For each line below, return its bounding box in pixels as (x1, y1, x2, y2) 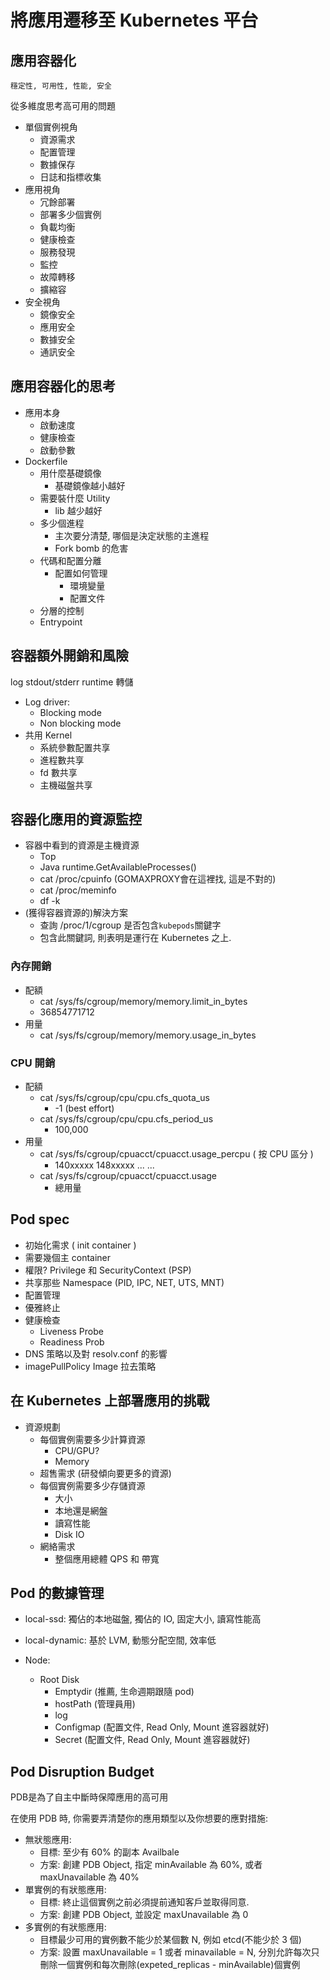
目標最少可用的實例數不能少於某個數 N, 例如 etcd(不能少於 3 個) (39, 1934, 302, 1946)
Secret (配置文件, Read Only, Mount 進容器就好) (54, 1734, 251, 1746)
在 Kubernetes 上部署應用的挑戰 (10, 1392, 210, 1410)
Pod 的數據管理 (10, 1585, 105, 1602)
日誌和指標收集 (39, 171, 102, 183)
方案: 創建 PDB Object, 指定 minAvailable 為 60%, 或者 (39, 1859, 263, 1871)
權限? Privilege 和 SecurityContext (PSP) (24, 1264, 192, 1276)
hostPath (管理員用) (54, 1698, 136, 1710)
